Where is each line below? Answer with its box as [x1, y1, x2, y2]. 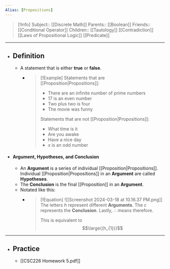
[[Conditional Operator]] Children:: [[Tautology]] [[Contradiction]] [17, 26, 154, 33]
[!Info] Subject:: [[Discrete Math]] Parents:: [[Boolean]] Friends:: [17, 21, 151, 27]
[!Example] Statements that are [40, 75, 105, 81]
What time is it [48, 126, 78, 132]
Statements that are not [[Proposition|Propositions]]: [40, 116, 150, 122]
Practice [12, 245, 40, 253]
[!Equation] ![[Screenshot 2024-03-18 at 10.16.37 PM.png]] [40, 196, 163, 203]
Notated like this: [20, 186, 56, 193]
